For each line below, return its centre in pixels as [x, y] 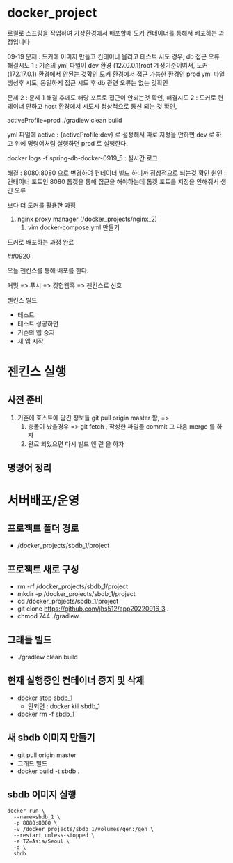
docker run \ [26, 811]
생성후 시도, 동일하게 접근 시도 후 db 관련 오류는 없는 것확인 [88, 82]
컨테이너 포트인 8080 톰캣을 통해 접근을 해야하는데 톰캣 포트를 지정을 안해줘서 [113, 181]
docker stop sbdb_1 [45, 698]
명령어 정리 [30, 468]
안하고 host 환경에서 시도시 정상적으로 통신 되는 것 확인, [101, 106]
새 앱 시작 [30, 341]
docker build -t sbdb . [48, 771]
